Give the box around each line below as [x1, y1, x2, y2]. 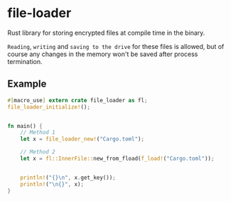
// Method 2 [20, 148, 55, 156]
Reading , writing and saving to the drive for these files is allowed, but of [7, 42, 225, 50]
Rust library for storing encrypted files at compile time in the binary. [7, 28, 205, 37]
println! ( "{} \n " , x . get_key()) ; [20, 174, 116, 181]
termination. [7, 57, 43, 65]
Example [7, 78, 47, 90]
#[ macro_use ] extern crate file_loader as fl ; [7, 97, 148, 104]
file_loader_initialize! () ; [7, 103, 91, 111]
